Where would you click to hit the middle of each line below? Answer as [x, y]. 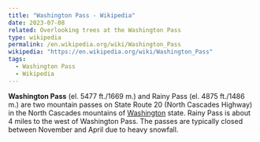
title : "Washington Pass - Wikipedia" [72, 15]
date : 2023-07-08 [37, 23]
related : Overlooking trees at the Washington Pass [95, 30]
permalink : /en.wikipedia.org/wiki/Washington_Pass [95, 45]
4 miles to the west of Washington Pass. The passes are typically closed [125, 121]
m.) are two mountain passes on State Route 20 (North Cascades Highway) [130, 104]
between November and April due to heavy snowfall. [93, 129]
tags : [17, 60]
